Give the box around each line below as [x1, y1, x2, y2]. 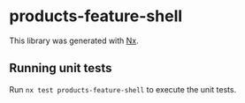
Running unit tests [9, 61, 112, 76]
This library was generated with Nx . [9, 35, 139, 46]
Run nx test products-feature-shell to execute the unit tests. [9, 84, 237, 94]
